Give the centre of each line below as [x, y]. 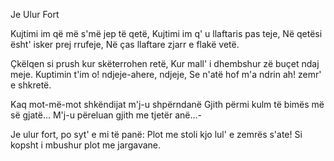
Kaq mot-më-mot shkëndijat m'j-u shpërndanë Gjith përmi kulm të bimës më [167, 104]
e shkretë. [31, 85]
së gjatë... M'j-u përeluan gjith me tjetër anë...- [106, 115]
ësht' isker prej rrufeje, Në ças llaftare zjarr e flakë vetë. [125, 44]
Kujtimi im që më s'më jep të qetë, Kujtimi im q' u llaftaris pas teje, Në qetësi [166, 33]
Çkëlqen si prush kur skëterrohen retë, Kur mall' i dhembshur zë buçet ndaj [165, 63]
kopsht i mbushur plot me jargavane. [86, 145]
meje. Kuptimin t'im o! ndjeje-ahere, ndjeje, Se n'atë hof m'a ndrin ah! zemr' [166, 74]
